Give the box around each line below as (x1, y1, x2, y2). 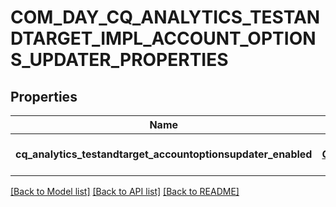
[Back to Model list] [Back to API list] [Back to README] (10, 186, 240, 197)
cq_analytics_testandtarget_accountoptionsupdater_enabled (15, 147, 313, 161)
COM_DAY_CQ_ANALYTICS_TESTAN (10, 6, 321, 29)
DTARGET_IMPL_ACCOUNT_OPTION (10, 27, 317, 50)
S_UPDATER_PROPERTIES (10, 49, 229, 71)
